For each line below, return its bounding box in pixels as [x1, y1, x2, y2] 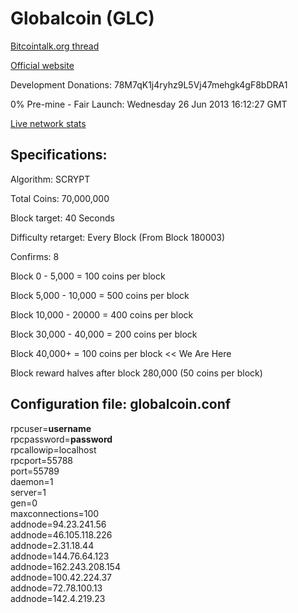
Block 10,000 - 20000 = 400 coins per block [10, 308, 194, 321]
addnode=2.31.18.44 [10, 539, 95, 551]
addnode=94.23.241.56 [10, 518, 107, 530]
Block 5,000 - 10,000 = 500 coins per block [10, 289, 190, 301]
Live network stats [10, 117, 87, 129]
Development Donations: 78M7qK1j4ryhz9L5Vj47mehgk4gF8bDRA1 [10, 78, 288, 91]
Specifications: [10, 147, 108, 164]
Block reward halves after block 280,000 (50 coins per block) [10, 367, 263, 379]
